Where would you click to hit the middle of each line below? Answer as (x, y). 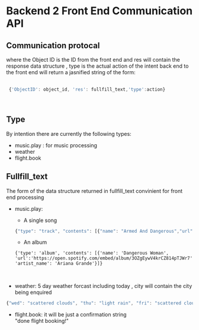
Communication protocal (53, 45)
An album (35, 242)
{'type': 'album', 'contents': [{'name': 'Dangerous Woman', (92, 253)
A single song (40, 220)
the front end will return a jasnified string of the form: (71, 72)
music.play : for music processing (56, 145)
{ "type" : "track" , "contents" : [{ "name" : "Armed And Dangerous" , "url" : (105, 231)
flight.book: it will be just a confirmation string (70, 315)
